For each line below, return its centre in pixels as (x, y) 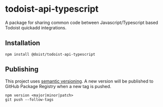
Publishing (22, 69)
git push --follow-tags (29, 99)
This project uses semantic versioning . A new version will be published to (79, 81)
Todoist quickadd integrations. (36, 27)
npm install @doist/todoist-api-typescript (50, 54)
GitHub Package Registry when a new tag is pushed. (58, 86)
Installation (23, 43)
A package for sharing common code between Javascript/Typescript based (82, 22)
